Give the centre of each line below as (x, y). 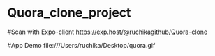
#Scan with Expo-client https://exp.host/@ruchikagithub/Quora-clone (107, 32)
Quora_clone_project (69, 13)
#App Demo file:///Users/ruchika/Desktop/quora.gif (81, 45)
